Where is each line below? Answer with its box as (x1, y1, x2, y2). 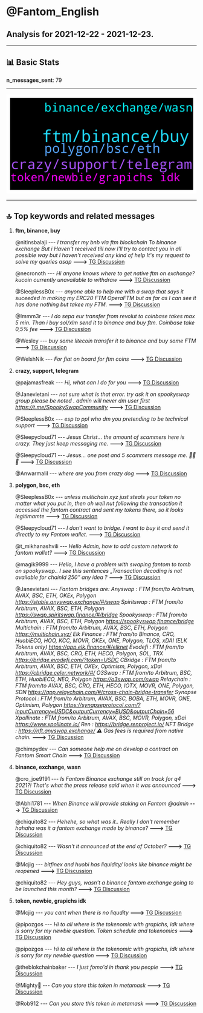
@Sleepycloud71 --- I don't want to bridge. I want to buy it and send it (14, 524, 190, 532)
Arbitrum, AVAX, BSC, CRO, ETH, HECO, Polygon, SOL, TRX (14, 650, 164, 657)
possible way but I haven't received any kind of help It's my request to (14, 252, 190, 259)
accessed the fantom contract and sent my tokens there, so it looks (14, 506, 184, 513)
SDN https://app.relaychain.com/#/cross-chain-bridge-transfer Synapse (14, 689, 197, 696)
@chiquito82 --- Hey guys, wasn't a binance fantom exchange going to (14, 879, 194, 886)
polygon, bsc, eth (14, 481, 60, 489)
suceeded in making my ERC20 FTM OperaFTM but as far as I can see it (14, 295, 196, 302)
